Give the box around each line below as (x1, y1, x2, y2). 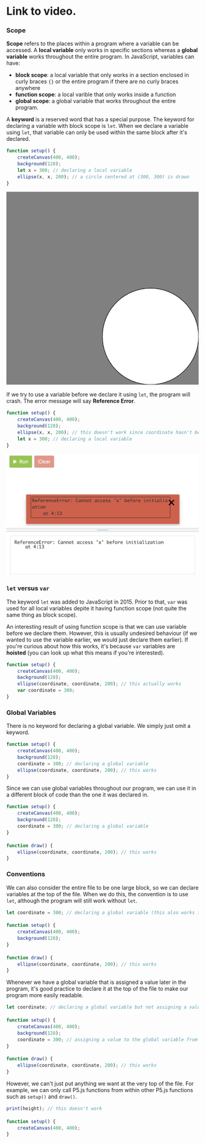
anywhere (15, 84, 41, 92)
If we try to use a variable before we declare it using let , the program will (6, 391, 190, 399)
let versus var (6, 584, 50, 593)
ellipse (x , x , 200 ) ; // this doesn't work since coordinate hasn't (17, 429, 192, 435)
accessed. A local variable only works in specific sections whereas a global (6, 47, 198, 54)
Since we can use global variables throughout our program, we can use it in (6, 785, 196, 792)
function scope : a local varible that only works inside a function (15, 91, 176, 99)
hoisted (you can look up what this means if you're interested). (6, 649, 165, 656)
